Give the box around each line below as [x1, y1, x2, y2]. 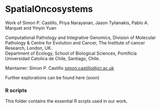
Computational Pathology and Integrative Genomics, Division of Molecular [5, 35, 156, 40]
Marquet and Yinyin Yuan [5, 25, 57, 31]
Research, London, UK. [5, 45, 53, 51]
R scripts [5, 87, 27, 94]
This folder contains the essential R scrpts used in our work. [5, 98, 128, 104]
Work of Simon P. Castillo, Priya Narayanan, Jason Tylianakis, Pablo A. [5, 20, 149, 26]
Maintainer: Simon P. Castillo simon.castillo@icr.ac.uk [5, 65, 114, 71]
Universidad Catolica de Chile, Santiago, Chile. [5, 55, 100, 61]
